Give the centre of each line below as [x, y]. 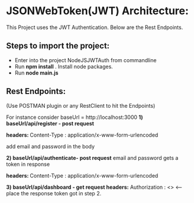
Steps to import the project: [58, 46]
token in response [28, 164]
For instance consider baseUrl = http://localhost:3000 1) [75, 117]
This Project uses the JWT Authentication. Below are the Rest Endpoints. [95, 27]
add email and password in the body [51, 146]
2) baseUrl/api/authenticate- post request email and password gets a [92, 157]
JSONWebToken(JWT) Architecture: [98, 11]
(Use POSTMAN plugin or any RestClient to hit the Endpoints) [81, 105]
